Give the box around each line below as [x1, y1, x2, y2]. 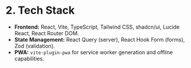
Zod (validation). [14, 42, 55, 50]
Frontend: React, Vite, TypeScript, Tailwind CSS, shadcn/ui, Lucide [14, 23, 180, 30]
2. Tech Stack [5, 4, 75, 17]
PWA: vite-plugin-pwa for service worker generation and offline [14, 48, 173, 55]
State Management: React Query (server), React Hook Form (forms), [14, 36, 185, 43]
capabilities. [14, 55, 44, 62]
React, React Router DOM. [14, 29, 79, 36]
